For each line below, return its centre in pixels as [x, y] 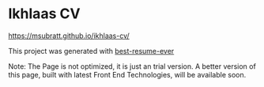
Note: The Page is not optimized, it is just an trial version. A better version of [132, 66]
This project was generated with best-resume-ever [91, 51]
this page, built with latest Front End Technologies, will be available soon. [127, 74]
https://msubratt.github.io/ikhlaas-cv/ [69, 36]
